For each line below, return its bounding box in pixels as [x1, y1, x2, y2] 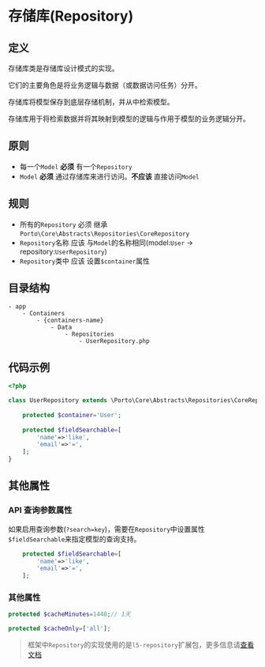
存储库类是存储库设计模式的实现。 [8, 64, 119, 73]
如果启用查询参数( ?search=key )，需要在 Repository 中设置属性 [8, 524, 205, 533]
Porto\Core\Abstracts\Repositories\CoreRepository [19, 230, 190, 238]
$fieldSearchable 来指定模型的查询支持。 [8, 534, 141, 544]
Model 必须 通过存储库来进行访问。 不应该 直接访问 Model [19, 171, 200, 181]
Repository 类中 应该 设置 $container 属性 [19, 256, 150, 266]
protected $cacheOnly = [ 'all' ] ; [8, 625, 111, 633]
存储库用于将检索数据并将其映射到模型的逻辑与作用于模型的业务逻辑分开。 [8, 114, 250, 123]
